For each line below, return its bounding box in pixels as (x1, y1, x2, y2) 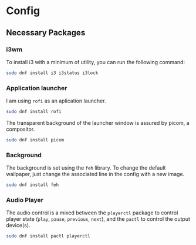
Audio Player (6, 196, 44, 204)
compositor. (6, 125, 35, 133)
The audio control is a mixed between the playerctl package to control (6, 209, 178, 216)
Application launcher (6, 84, 67, 92)
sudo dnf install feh (6, 182, 59, 188)
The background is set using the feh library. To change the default (6, 164, 166, 171)
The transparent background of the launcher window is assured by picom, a (6, 119, 190, 126)
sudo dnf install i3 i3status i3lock (6, 69, 99, 76)
